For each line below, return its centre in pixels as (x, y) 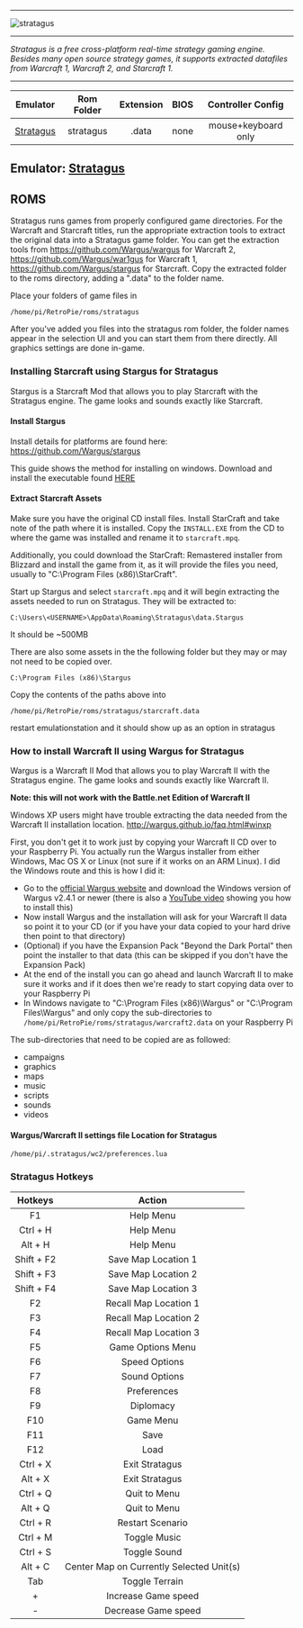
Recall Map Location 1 (153, 1303)
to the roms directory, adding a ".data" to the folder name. (117, 278)
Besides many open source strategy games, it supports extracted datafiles (149, 59)
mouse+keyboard (245, 125)
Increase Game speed (152, 1596)
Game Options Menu (153, 1347)
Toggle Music (152, 1537)
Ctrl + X (36, 1464)
